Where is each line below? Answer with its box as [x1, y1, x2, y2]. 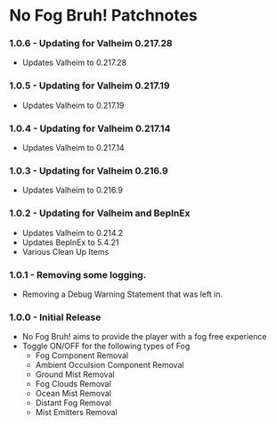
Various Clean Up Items [21, 246, 110, 257]
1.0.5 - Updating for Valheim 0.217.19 [9, 79, 171, 92]
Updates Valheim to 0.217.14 [21, 143, 125, 153]
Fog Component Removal [35, 350, 129, 361]
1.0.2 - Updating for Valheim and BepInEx [9, 207, 191, 219]
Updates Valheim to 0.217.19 [21, 100, 125, 110]
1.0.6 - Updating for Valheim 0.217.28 [9, 37, 173, 50]
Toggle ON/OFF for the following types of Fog [21, 340, 191, 352]
